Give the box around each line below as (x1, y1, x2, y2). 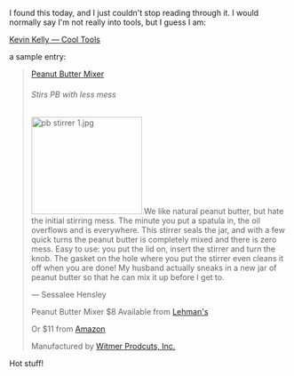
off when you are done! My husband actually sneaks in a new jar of (30, 262, 277, 274)
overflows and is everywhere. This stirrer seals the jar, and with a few (30, 225, 286, 236)
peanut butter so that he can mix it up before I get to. (30, 272, 225, 283)
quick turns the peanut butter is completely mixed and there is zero (30, 235, 277, 245)
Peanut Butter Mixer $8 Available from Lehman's (30, 307, 209, 317)
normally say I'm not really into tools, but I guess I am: (9, 17, 207, 28)
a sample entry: (9, 52, 67, 61)
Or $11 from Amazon (30, 324, 106, 334)
